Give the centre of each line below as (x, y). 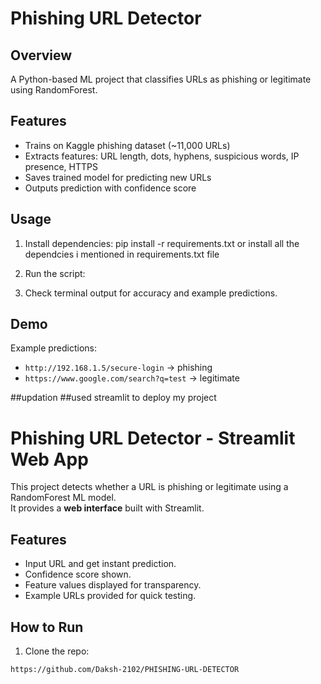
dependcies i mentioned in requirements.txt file (122, 254)
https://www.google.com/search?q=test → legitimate (132, 378)
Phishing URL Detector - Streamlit (153, 438)
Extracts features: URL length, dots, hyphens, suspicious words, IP (162, 156)
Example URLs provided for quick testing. (110, 596)
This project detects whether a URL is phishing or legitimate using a (149, 487)
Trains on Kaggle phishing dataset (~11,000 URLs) (127, 145)
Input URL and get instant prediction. (100, 564)
